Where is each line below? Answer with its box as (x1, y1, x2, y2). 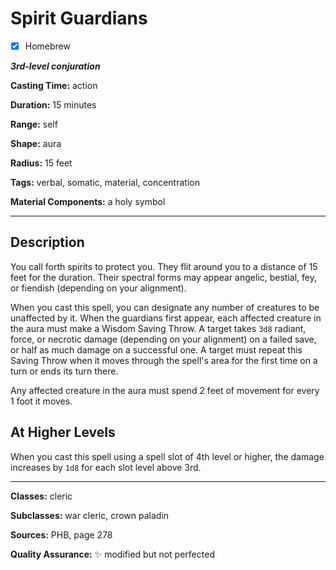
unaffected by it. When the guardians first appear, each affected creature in (10, 312, 322, 324)
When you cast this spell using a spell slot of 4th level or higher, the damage (10, 450, 325, 462)
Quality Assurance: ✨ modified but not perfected (10, 548, 215, 560)
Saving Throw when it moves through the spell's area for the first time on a (10, 354, 318, 366)
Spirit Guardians (10, 7, 148, 30)
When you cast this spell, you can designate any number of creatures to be (10, 301, 320, 313)
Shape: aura (10, 138, 62, 149)
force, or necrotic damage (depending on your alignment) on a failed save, (10, 333, 317, 345)
